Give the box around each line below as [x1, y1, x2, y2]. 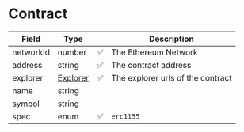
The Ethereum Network [111, 47, 198, 58]
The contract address [111, 59, 192, 70]
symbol [12, 98, 40, 109]
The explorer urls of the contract [111, 72, 232, 83]
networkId [12, 47, 50, 58]
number [57, 47, 87, 58]
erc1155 [111, 111, 140, 121]
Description [149, 33, 194, 44]
